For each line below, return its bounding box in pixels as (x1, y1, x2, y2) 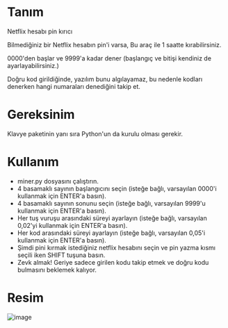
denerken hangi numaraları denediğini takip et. (7, 82, 141, 90)
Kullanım (7, 154, 59, 170)
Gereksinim (7, 107, 75, 122)
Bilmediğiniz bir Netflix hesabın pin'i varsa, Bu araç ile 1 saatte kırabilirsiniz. (7, 40, 222, 49)
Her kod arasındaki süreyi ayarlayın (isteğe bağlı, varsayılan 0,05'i (17, 229, 206, 237)
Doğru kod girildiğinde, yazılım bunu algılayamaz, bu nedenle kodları (7, 74, 203, 83)
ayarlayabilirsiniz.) (7, 61, 59, 69)
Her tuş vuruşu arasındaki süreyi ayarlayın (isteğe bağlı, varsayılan (17, 213, 207, 222)
